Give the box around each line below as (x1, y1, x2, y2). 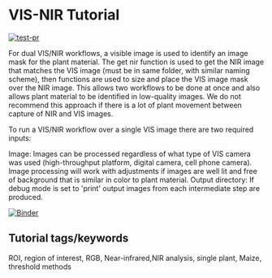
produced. (8, 192, 43, 202)
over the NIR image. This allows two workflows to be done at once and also (8, 83, 261, 93)
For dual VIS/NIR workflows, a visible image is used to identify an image (8, 48, 248, 58)
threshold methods (8, 262, 71, 271)
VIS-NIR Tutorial (8, 6, 120, 24)
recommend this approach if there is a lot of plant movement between (8, 100, 242, 110)
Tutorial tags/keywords (8, 232, 129, 245)
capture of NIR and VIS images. (8, 108, 114, 119)
